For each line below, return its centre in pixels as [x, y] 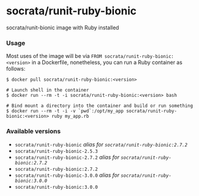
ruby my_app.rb [70, 117]
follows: [16, 69]
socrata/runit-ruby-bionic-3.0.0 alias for [67, 175]
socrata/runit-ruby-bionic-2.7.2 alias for [67, 157]
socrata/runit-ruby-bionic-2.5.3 [56, 151]
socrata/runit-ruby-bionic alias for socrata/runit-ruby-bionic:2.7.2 [101, 144]
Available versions [33, 131]
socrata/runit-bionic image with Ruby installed [63, 27]
